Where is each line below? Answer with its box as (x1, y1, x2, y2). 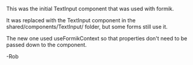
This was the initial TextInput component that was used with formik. (6, 5, 174, 12)
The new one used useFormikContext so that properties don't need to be (6, 35, 188, 42)
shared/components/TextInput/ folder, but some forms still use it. (6, 23, 168, 30)
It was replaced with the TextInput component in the (6, 17, 136, 23)
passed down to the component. (6, 42, 87, 48)
